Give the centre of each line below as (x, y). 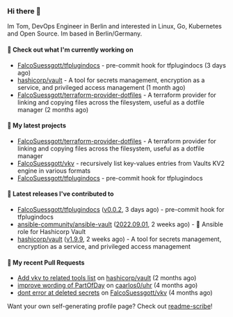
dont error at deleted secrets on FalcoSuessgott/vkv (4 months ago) (115, 293)
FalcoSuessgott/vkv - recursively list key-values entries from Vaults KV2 (121, 163)
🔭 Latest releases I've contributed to (61, 194)
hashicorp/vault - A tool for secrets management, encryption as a (111, 80)
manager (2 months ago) (53, 109)
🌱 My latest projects (37, 125)
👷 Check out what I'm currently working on (70, 49)
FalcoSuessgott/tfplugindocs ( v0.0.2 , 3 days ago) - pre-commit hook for (121, 209)
